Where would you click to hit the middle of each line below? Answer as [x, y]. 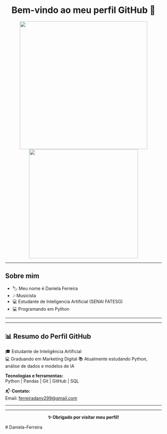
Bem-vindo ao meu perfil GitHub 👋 [83, 10]
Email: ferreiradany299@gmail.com [41, 398]
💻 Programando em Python [41, 309]
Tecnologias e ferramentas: [34, 376]
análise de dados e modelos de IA [40, 366]
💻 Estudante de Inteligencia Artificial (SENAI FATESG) [68, 301]
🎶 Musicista [24, 295]
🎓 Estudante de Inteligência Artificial [43, 351]
